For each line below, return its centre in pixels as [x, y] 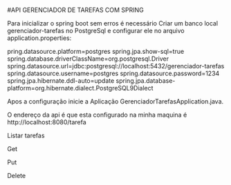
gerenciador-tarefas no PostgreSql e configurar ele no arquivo [96, 31]
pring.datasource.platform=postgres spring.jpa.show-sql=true [96, 51]
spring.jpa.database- [146, 81]
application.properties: [39, 38]
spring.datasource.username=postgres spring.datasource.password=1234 [113, 73]
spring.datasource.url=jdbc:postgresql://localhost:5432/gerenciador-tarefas [116, 66]
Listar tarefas [26, 135]
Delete [17, 176]
